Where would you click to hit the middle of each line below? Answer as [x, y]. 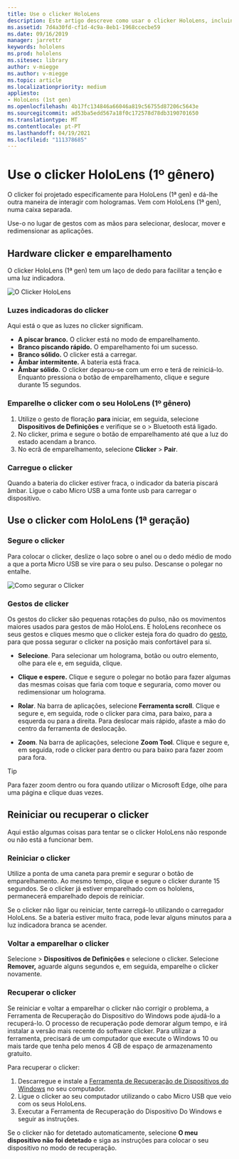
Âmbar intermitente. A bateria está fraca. [79, 362]
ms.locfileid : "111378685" [47, 139]
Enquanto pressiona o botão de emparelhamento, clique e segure [113, 377]
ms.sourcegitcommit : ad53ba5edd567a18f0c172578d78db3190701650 [103, 113]
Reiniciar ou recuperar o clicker [78, 815]
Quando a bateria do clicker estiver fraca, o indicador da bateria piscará [113, 483]
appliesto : [23, 93]
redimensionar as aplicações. [51, 231]
